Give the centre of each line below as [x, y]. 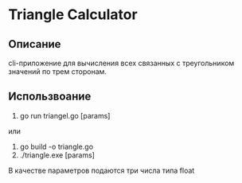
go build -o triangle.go [57, 146]
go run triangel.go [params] [65, 115]
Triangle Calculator [73, 15]
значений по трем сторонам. [58, 72]
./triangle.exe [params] [57, 155]
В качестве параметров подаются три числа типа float [101, 170]
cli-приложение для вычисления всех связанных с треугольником [121, 63]
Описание [35, 44]
